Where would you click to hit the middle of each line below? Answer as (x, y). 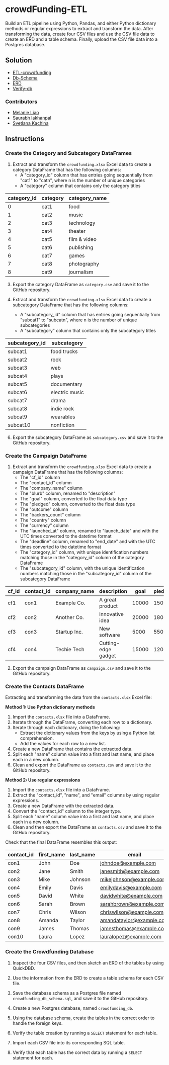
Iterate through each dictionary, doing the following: (66, 728)
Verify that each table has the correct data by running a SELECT (77, 1052)
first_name (52, 855)
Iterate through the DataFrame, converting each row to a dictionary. (82, 722)
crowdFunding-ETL (46, 9)
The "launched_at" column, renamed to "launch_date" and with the (89, 531)
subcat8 (18, 408)
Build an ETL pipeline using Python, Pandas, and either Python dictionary (81, 23)
